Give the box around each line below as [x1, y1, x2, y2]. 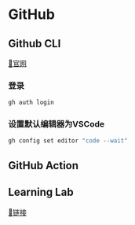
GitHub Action [8, 159, 79, 172]
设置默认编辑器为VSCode [8, 119, 104, 130]
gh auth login [8, 98, 55, 107]
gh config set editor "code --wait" [8, 137, 128, 145]
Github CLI [8, 37, 61, 50]
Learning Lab [8, 186, 74, 199]
